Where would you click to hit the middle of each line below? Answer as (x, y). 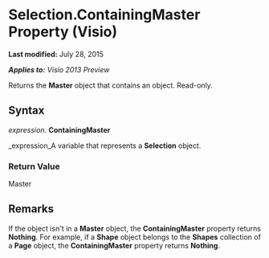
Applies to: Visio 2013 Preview (59, 69)
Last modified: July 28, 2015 (56, 54)
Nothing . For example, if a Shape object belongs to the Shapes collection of (134, 237)
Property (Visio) (63, 32)
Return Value (34, 166)
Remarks (31, 209)
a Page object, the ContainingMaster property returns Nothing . (114, 245)
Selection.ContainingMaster (104, 15)
